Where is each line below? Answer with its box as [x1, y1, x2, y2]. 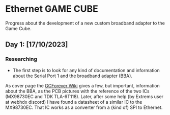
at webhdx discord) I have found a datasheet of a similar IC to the [5, 99, 143, 105]
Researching [5, 56, 37, 63]
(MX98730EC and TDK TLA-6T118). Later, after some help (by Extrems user [5, 93, 164, 100]
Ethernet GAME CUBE [5, 3, 98, 15]
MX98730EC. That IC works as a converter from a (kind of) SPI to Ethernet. [5, 104, 163, 110]
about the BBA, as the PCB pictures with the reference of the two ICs [5, 88, 150, 94]
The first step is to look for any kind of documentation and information [12, 67, 160, 73]
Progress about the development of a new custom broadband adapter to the [5, 20, 165, 26]
